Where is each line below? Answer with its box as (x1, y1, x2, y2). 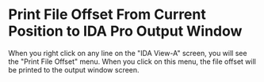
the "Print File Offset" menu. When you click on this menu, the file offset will (8, 57, 256, 66)
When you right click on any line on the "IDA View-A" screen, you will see (8, 48, 247, 58)
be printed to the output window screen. (8, 65, 140, 74)
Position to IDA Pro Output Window (8, 22, 243, 40)
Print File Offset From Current (8, 6, 206, 24)
